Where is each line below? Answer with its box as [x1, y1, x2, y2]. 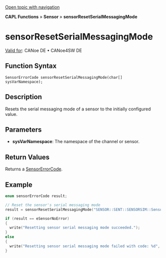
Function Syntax [5, 62, 57, 70]
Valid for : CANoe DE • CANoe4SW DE [5, 47, 83, 53]
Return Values [5, 153, 50, 161]
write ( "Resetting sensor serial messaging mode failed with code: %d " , [9, 244, 161, 249]
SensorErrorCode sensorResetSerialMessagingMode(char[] [5, 75, 123, 80]
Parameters [5, 125, 42, 134]
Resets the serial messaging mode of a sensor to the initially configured [5, 106, 151, 112]
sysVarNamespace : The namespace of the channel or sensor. [12, 139, 140, 145]
